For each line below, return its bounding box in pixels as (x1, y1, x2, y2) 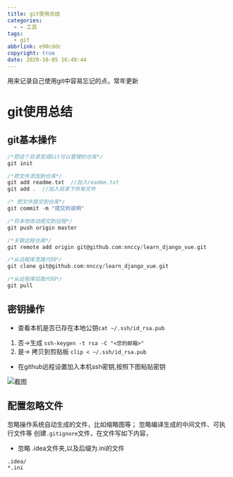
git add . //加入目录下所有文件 (7, 186, 97, 193)
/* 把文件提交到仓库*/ (7, 198, 66, 205)
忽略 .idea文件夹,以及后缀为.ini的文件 (17, 444, 125, 452)
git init (7, 159, 33, 167)
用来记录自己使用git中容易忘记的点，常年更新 (7, 76, 139, 85)
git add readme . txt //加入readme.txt (7, 179, 119, 186)
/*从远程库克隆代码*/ (7, 256, 62, 263)
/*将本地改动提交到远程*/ (7, 217, 73, 224)
